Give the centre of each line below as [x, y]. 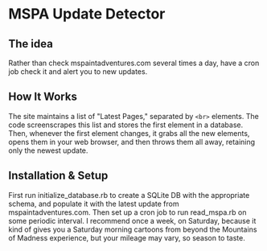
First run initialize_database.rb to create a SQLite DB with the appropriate [129, 195]
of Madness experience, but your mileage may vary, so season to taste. [127, 237]
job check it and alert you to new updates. [78, 72]
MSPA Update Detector [87, 14]
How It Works [43, 97]
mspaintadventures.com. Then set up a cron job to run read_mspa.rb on [127, 212]
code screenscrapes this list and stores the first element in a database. [126, 125]
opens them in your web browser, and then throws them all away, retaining [132, 142]
